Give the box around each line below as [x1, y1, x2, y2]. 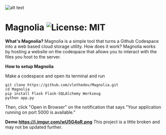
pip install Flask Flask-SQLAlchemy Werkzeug [5, 91, 101, 96]
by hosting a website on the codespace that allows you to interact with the [5, 48, 157, 54]
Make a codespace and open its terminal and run [5, 73, 105, 79]
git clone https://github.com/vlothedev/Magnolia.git [5, 82, 119, 87]
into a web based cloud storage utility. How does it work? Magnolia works [5, 43, 156, 49]
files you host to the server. [5, 54, 61, 60]
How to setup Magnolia [5, 63, 54, 69]
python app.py [5, 95, 35, 101]
